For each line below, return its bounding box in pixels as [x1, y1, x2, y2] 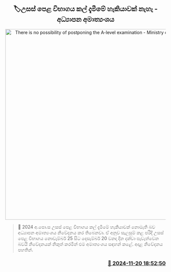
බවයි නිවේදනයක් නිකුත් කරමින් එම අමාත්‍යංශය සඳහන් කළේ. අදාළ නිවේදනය [17, 241, 163, 247]
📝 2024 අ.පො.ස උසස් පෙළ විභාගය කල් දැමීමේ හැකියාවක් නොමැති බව [17, 224, 155, 230]
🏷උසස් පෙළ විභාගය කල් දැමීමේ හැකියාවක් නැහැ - [13, 5, 158, 13]
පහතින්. [17, 247, 34, 253]
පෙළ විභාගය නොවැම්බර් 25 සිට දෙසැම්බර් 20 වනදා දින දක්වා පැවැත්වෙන [17, 235, 159, 241]
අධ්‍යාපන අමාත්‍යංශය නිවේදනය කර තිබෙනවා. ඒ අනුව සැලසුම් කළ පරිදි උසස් [17, 229, 164, 235]
